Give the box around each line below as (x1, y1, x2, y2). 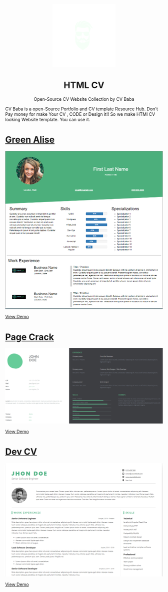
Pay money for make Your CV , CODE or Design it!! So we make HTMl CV (5, 111, 155, 117)
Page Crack (5, 331, 54, 342)
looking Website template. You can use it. (5, 116, 90, 122)
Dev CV (5, 446, 37, 458)
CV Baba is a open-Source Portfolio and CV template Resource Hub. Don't (5, 106, 158, 112)
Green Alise (5, 134, 55, 145)
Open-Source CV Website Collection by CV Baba (33, 96, 134, 102)
